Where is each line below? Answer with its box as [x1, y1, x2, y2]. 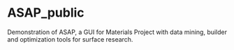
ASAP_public [7, 5, 85, 21]
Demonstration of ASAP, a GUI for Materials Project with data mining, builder [7, 28, 228, 36]
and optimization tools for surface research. [7, 35, 133, 43]
